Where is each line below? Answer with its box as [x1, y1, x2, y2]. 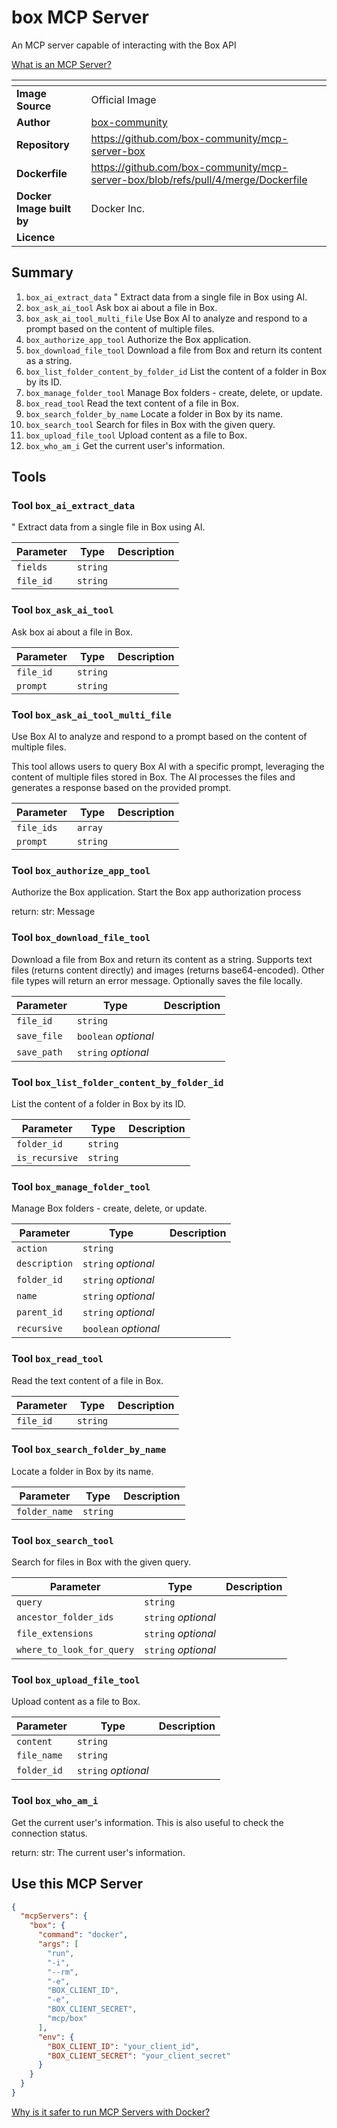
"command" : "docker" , [37, 1930, 129, 1940]
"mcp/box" [47, 2014, 88, 2024]
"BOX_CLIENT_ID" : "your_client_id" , [47, 2041, 200, 2051]
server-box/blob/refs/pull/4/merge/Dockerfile [90, 172, 308, 186]
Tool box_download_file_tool [11, 931, 151, 945]
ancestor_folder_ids [16, 1612, 114, 1623]
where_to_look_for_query [16, 1644, 135, 1656]
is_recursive [16, 1152, 79, 1163]
